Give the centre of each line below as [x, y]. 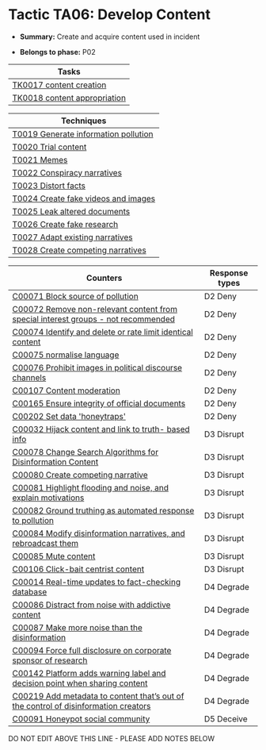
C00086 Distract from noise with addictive [91, 605]
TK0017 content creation [59, 85]
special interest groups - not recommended [94, 319]
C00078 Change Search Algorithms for [85, 452]
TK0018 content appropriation [69, 98]
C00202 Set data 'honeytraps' [69, 416]
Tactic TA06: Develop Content [110, 15]
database [30, 591]
